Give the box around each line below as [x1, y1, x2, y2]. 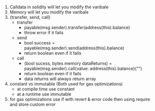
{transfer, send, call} [9, 14, 51, 20]
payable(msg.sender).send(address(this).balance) [24, 45, 124, 51]
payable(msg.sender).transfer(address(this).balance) [24, 25, 130, 30]
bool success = [24, 40, 55, 45]
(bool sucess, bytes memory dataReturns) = [24, 60, 112, 66]
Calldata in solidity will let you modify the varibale [9, 4, 109, 10]
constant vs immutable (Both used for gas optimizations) [9, 81, 123, 86]
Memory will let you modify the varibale [9, 9, 89, 15]
